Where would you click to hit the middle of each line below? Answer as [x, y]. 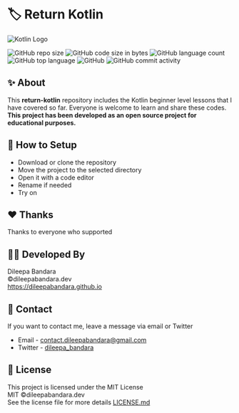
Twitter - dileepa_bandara [56, 347]
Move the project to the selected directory [80, 169]
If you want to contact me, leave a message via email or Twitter [100, 326]
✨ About [26, 83]
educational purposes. [42, 122]
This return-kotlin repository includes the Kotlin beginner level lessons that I [120, 100]
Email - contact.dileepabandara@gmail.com [82, 340]
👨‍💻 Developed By [46, 254]
